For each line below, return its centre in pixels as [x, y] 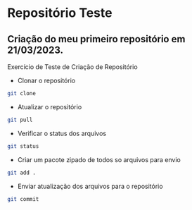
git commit [23, 199]
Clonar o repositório [46, 80]
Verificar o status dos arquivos [62, 133]
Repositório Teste [60, 13]
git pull [20, 120]
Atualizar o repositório [50, 106]
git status [23, 146]
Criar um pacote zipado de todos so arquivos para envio [99, 159]
